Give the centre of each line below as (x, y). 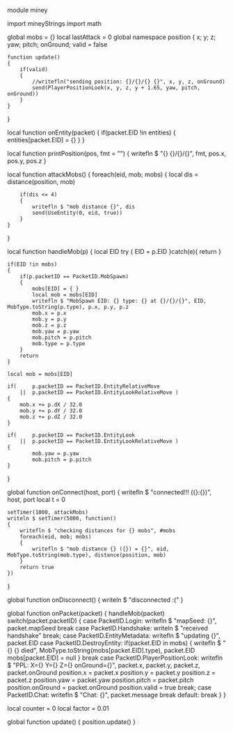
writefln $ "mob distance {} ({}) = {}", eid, (101, 549)
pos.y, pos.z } (27, 161)
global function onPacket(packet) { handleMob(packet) (86, 613)
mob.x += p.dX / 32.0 (51, 405)
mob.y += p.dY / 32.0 (51, 411)
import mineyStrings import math (55, 23)
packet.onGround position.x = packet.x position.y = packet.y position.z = (112, 673)
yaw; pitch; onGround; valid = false (57, 44)
